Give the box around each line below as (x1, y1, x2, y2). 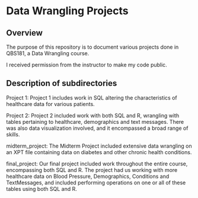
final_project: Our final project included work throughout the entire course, (6, 160, 188, 167)
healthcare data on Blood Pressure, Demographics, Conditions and (6, 173, 170, 180)
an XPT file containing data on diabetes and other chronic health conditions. (6, 148, 192, 155)
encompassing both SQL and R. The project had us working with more (6, 166, 178, 173)
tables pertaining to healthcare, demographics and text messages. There (6, 118, 184, 125)
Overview (6, 28, 43, 38)
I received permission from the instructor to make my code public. (6, 61, 167, 68)
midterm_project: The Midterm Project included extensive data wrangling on (6, 142, 192, 149)
